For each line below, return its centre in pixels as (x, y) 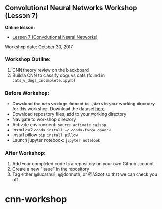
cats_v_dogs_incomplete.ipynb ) (44, 80)
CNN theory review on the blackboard (50, 70)
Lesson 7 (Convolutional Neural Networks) (55, 37)
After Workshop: (25, 153)
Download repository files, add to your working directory (69, 114)
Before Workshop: (27, 93)
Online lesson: (20, 27)
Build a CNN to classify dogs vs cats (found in (58, 75)
